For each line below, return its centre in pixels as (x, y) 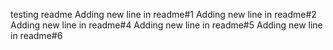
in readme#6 (36, 35)
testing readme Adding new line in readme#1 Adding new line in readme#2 (163, 14)
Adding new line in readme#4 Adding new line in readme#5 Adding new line (166, 25)
